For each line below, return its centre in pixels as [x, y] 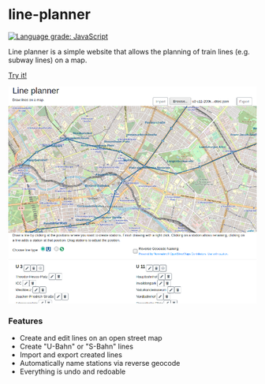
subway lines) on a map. [48, 60]
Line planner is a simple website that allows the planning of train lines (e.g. [129, 51]
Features [26, 321]
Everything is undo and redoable [73, 371]
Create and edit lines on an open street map [91, 337]
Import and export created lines [71, 354]
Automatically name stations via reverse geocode [100, 363]
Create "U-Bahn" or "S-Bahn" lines [77, 346]
